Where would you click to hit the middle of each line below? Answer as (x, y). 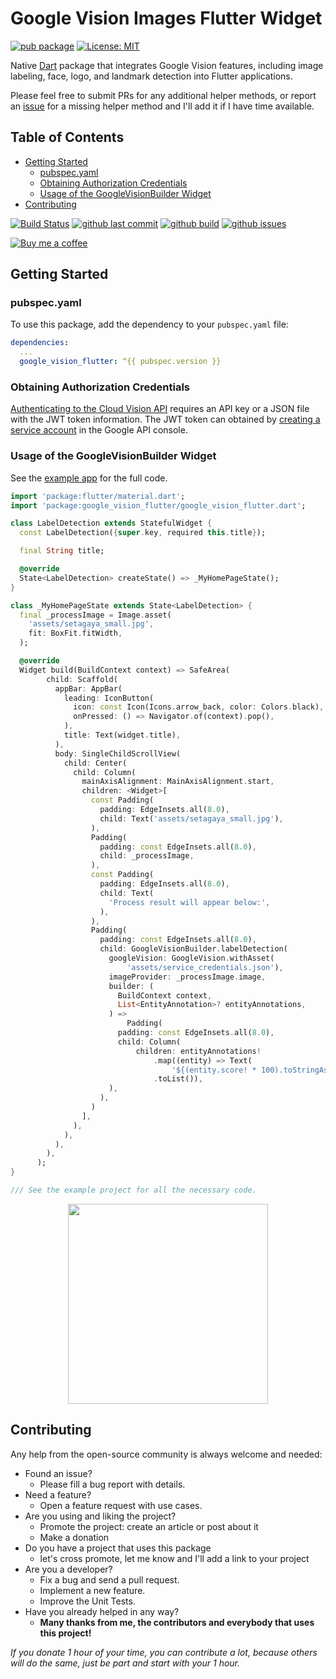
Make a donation (74, 1537)
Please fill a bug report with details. (112, 1484)
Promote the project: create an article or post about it (149, 1526)
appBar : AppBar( (88, 688)
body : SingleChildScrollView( (118, 753)
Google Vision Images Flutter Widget (166, 18)
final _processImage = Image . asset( (95, 615)
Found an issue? (58, 1473)
